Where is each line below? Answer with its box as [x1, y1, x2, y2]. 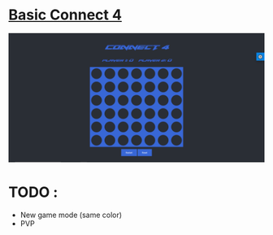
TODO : [8, 183, 58, 202]
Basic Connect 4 [8, 6, 122, 24]
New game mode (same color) [19, 210, 123, 220]
